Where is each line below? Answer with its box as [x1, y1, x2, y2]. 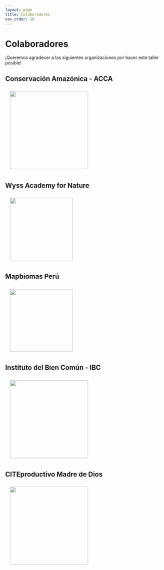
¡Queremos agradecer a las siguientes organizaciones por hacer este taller [5, 54, 159, 60]
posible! [5, 60, 21, 66]
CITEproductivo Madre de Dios [5, 470, 103, 479]
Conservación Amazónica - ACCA [5, 74, 113, 83]
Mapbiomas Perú [5, 272, 59, 281]
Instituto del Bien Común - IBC [5, 363, 101, 372]
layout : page [5, 7, 32, 12]
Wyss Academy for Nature [5, 181, 89, 190]
